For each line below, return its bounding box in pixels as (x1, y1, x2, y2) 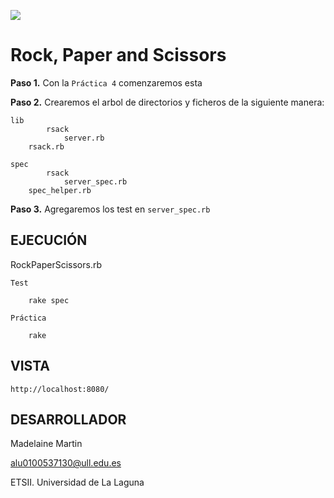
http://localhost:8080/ (10, 384, 110, 394)
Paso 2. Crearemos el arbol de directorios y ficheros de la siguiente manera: (10, 96, 325, 108)
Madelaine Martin (10, 438, 83, 450)
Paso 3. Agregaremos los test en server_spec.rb (10, 203, 211, 215)
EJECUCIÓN (10, 232, 88, 249)
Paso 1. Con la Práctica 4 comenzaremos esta (10, 76, 203, 89)
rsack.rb (28, 141, 65, 152)
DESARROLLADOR (10, 411, 127, 428)
